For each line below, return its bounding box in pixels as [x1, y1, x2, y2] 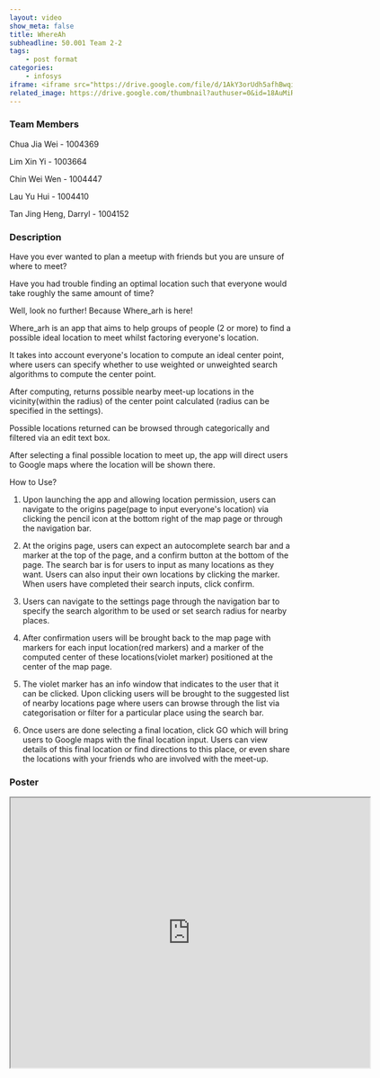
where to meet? [9, 261, 67, 272]
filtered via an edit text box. [9, 433, 110, 444]
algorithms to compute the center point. [9, 369, 156, 380]
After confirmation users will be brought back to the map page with [22, 633, 271, 643]
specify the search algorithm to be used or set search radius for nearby [22, 606, 287, 616]
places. [22, 615, 50, 626]
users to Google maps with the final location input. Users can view [22, 734, 268, 745]
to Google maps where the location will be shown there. [9, 460, 216, 471]
